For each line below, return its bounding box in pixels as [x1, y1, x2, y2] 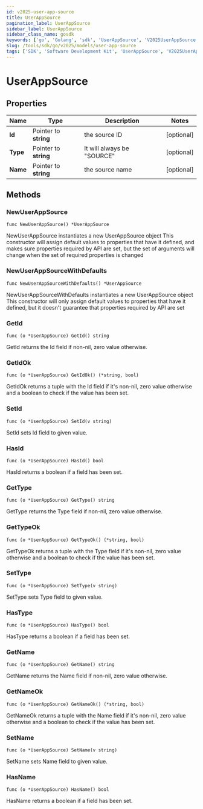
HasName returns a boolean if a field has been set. [6, 797, 133, 805]
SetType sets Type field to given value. [6, 593, 103, 601]
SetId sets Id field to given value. [6, 428, 88, 436]
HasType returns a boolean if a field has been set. [6, 633, 130, 640]
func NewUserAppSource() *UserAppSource [6, 222, 110, 228]
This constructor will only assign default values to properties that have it [6, 298, 186, 305]
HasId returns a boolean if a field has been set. [6, 468, 123, 476]
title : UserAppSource [6, 15, 61, 21]
